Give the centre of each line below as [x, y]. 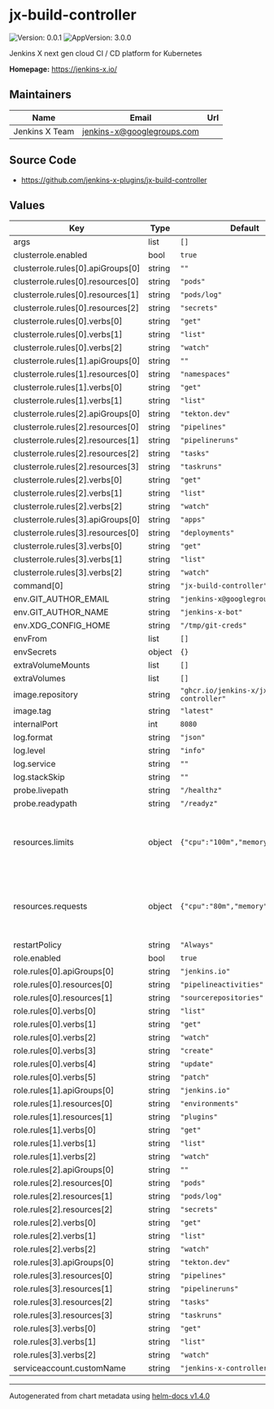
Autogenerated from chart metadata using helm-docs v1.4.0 [110, 1396]
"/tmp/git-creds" [213, 626]
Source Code [43, 160]
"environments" [209, 1104]
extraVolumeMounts [52, 665]
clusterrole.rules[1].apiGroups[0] [77, 361]
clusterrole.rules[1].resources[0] [76, 374]
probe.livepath [41, 790]
